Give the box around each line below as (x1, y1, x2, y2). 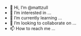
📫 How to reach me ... (9, 26, 55, 31)
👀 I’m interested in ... (9, 10, 52, 16)
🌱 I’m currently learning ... (9, 15, 62, 20)
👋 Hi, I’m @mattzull (9, 5, 48, 10)
